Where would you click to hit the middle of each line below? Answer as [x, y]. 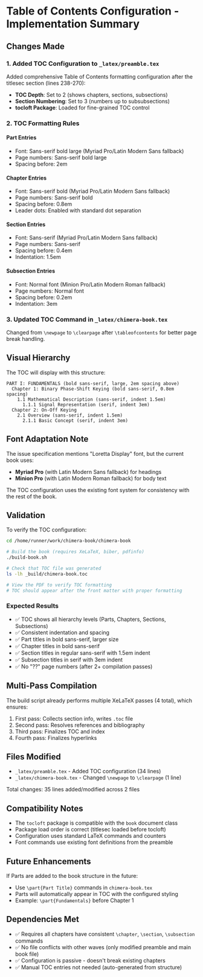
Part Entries [21, 138]
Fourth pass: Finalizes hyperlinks [56, 738]
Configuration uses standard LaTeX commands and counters [90, 836]
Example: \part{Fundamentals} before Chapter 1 [74, 901]
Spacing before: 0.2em [43, 297]
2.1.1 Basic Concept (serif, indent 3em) [75, 420]
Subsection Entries [31, 271]
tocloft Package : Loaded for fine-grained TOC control [82, 108]
